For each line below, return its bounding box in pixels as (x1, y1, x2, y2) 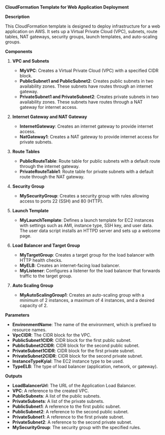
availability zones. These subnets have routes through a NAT (19, 99, 143, 105)
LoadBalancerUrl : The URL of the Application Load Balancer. (12, 383, 136, 388)
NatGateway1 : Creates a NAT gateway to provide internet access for (19, 134, 159, 139)
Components (5, 49, 33, 54)
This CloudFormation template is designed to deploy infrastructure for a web (5, 23, 161, 29)
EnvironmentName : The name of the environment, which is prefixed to (12, 322, 157, 327)
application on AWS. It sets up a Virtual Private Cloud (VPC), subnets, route (5, 29, 158, 34)
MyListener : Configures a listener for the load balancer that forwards (19, 268, 161, 273)
